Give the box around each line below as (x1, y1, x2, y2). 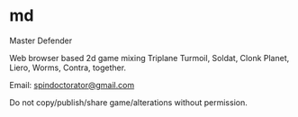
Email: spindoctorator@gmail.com (9, 79, 135, 90)
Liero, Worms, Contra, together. (9, 62, 127, 73)
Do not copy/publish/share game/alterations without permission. (9, 96, 248, 108)
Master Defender (9, 35, 73, 46)
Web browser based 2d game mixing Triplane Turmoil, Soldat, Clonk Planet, (9, 52, 290, 63)
